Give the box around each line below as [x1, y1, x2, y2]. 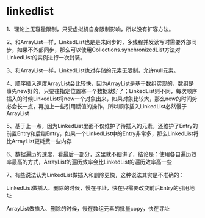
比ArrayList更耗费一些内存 [6, 137, 72, 145]
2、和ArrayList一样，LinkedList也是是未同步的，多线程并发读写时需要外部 [6, 38, 192, 45]
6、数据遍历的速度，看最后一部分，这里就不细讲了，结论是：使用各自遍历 [6, 150, 192, 157]
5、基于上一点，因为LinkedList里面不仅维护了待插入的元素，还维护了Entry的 [6, 122, 198, 129]
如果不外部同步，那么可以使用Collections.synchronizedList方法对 [16, 46, 181, 53]
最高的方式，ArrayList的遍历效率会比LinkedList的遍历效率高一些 [11, 158, 173, 165]
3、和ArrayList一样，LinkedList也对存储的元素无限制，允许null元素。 [6, 66, 179, 74]
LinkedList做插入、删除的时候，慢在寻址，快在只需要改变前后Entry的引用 [6, 184, 190, 191]
